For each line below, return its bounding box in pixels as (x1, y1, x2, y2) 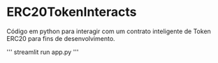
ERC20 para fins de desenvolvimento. (6, 34, 116, 42)
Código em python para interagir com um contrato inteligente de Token (6, 27, 211, 35)
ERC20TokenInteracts (6, 4, 137, 20)
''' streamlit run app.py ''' (6, 48, 79, 56)
